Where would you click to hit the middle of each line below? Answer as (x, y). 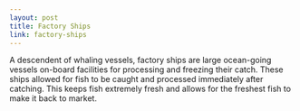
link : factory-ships (48, 34)
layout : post (34, 18)
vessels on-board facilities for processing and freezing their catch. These (146, 69)
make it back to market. (53, 98)
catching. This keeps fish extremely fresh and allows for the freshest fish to (150, 89)
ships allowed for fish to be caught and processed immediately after (136, 79)
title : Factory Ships (50, 26)
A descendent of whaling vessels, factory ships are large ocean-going (140, 60)
